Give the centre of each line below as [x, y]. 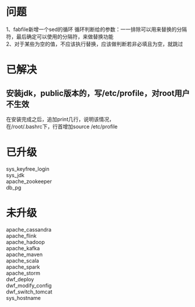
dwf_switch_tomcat [29, 292]
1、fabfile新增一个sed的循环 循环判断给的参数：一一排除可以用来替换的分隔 [97, 29]
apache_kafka [23, 248]
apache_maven [24, 254]
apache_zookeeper [29, 181]
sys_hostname [23, 298]
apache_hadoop [25, 242]
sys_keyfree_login [28, 169]
